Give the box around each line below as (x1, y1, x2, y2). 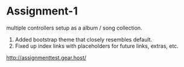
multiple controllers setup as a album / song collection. (6, 24, 143, 31)
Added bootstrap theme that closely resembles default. (14, 36, 153, 43)
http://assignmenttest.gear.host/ (6, 54, 86, 61)
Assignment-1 (6, 4, 78, 18)
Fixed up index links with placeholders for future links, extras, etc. (14, 42, 179, 49)
